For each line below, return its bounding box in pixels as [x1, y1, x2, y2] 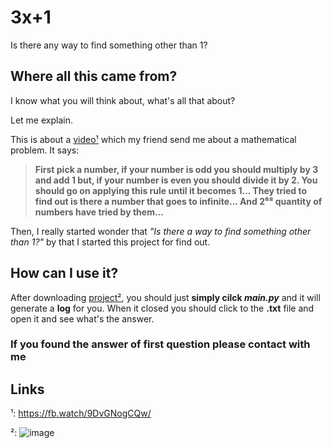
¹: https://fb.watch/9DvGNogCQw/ [10, 407, 152, 420]
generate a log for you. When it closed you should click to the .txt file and [10, 302, 315, 314]
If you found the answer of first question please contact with [10, 337, 311, 351]
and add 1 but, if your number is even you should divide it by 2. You [34, 174, 318, 186]
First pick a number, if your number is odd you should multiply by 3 [34, 163, 319, 175]
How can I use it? [10, 265, 119, 282]
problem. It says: [10, 144, 80, 156]
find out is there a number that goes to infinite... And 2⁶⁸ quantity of [34, 195, 323, 207]
